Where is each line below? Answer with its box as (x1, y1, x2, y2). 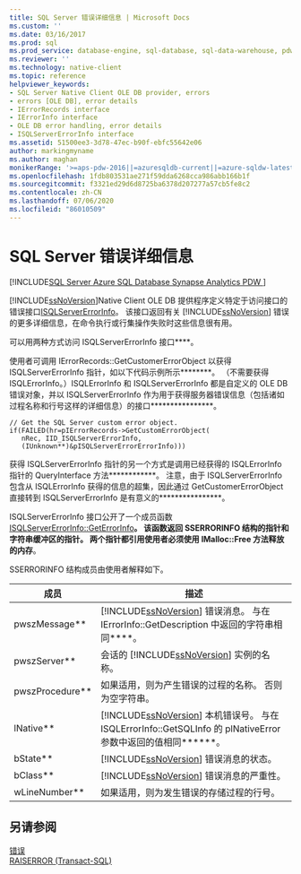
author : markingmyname (9, 146, 94, 155)
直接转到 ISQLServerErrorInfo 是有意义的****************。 (9, 492, 230, 503)
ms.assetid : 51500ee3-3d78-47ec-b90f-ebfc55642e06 (9, 138, 202, 147)
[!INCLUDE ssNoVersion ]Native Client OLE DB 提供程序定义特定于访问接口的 (9, 295, 288, 306)
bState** (13, 752, 54, 765)
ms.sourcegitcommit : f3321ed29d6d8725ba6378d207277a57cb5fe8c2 (9, 180, 251, 189)
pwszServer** (13, 654, 76, 667)
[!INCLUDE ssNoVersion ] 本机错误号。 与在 (100, 709, 279, 722)
